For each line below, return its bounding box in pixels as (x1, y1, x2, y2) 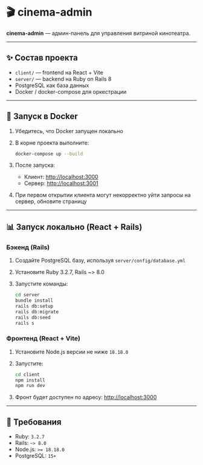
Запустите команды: (14, 280, 68, 288)
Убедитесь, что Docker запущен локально (14, 127, 124, 134)
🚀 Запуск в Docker (6, 111, 79, 122)
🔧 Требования (6, 417, 62, 427)
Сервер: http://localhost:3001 (24, 180, 98, 187)
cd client (14, 371, 40, 377)
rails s (14, 320, 34, 326)
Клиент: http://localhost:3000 (24, 174, 98, 181)
